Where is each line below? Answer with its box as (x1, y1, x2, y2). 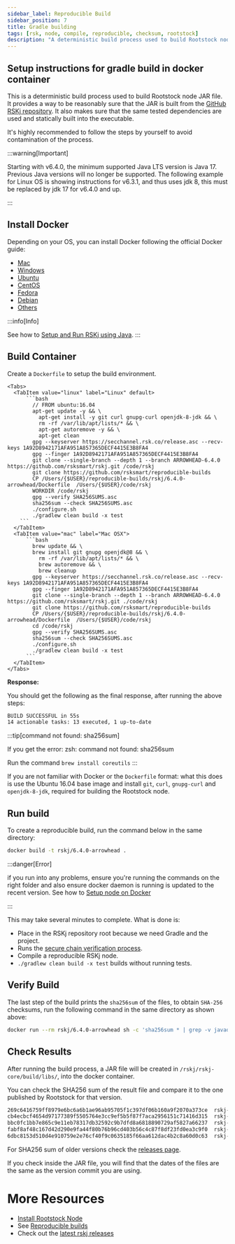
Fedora (17, 288, 38, 297)
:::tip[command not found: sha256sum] (7, 731, 120, 740)
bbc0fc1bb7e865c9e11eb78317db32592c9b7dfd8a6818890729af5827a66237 (7, 1120, 208, 1127)
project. (17, 937, 40, 944)
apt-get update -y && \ (32, 408, 101, 415)
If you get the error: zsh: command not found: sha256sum (7, 745, 174, 754)
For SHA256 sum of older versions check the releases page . (7, 1145, 181, 1153)
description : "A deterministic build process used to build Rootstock (7, 36, 218, 44)
